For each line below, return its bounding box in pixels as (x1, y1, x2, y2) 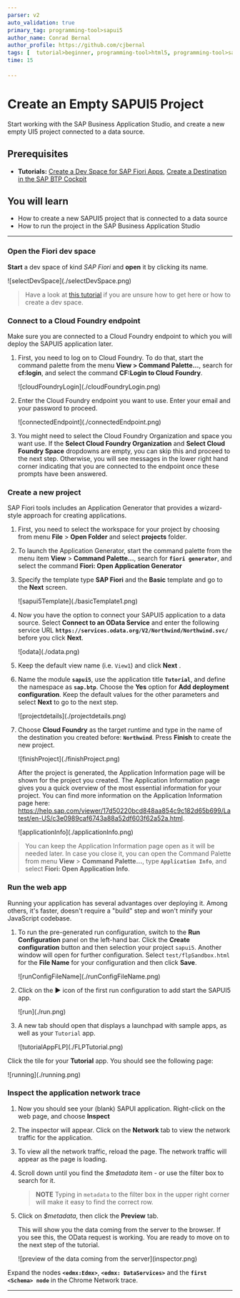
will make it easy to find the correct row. (35, 1197, 154, 1206)
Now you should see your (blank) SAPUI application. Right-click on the (17, 1104, 226, 1113)
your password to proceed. (17, 404, 98, 412)
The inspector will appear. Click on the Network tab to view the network (17, 1126, 231, 1134)
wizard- (199, 504, 223, 512)
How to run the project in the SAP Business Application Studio (17, 222, 201, 230)
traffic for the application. (17, 1133, 93, 1141)
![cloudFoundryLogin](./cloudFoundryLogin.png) (17, 382, 161, 391)
